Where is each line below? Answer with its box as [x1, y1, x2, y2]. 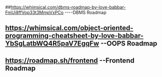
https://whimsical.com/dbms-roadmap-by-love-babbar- [10, 4, 126, 10]
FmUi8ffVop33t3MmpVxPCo [5, 9, 64, 15]
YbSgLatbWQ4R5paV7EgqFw [5, 39, 99, 48]
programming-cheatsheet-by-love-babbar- [5, 32, 144, 40]
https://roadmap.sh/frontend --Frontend [5, 56, 135, 65]
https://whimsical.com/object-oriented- [5, 24, 133, 32]
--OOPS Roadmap [100, 39, 157, 48]
